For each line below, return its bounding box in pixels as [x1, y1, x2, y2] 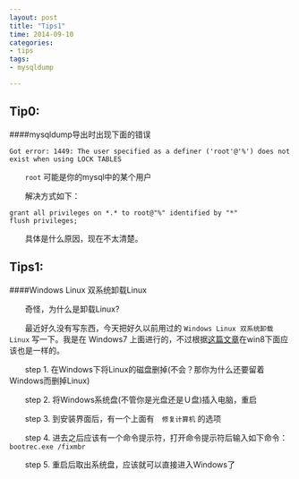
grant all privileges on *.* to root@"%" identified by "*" [9, 208, 239, 218]
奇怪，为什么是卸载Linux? [24, 304, 120, 314]
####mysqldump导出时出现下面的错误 [9, 129, 151, 140]
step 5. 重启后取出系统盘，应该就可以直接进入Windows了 [24, 458, 235, 470]
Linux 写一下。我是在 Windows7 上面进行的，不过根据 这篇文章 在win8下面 [9, 333, 281, 345]
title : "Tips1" [9, 21, 66, 30]
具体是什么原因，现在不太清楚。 [24, 233, 143, 244]
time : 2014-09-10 [9, 30, 74, 38]
